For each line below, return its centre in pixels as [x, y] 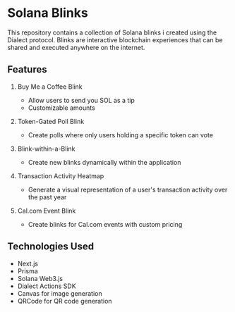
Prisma [28, 271]
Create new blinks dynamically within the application [104, 162]
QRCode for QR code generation [65, 301]
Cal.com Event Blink [47, 211]
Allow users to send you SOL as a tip [82, 100]
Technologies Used [50, 247]
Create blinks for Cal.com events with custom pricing [105, 224]
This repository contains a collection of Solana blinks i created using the [112, 32]
